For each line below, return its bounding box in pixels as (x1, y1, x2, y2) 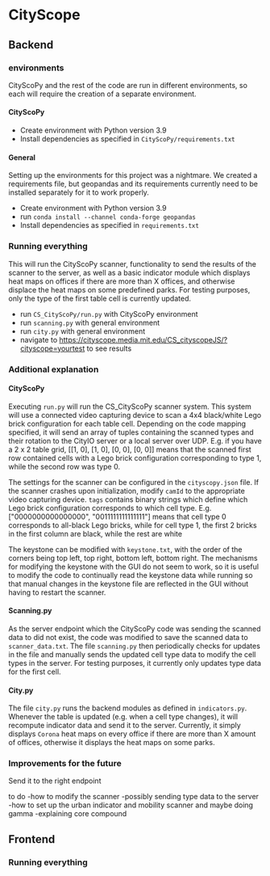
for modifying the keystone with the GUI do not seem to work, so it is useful (8, 562, 260, 571)
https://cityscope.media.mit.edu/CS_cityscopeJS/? (59, 335, 228, 344)
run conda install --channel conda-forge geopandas (19, 212, 196, 221)
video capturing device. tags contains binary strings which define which (8, 495, 248, 504)
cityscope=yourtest (19, 343, 85, 353)
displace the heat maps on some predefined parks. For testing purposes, (8, 284, 251, 294)
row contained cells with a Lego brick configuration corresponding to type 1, (8, 453, 262, 462)
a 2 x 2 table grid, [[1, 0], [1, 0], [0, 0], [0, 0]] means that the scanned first (8, 444, 251, 454)
